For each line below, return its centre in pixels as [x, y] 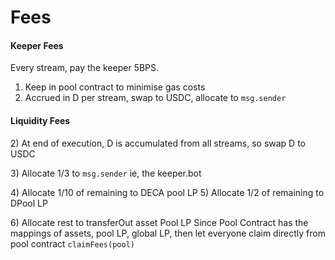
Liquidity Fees [40, 120]
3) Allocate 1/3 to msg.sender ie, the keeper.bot [106, 173]
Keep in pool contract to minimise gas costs [115, 87]
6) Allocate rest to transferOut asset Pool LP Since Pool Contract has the [159, 222]
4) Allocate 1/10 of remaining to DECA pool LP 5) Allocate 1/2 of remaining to [167, 192]
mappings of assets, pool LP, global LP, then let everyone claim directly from [168, 233]
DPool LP [29, 203]
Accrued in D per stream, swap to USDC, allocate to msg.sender [155, 98]
